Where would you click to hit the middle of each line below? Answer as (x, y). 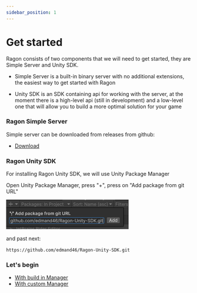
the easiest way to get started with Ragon (65, 82)
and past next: (24, 239)
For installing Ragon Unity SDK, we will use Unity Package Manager (88, 174)
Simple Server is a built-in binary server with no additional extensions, (99, 76)
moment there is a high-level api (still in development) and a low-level (99, 100)
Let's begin (23, 265)
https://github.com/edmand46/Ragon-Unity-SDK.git (68, 250)
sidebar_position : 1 (31, 12)
